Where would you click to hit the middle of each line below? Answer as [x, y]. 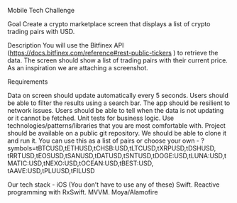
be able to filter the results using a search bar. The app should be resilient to [119, 103]
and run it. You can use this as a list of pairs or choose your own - [104, 141]
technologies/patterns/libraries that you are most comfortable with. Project [116, 126]
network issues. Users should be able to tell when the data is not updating [116, 110]
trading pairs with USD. [41, 32]
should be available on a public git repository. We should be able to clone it [117, 133]
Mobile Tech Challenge [41, 10]
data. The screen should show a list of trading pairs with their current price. [118, 60]
